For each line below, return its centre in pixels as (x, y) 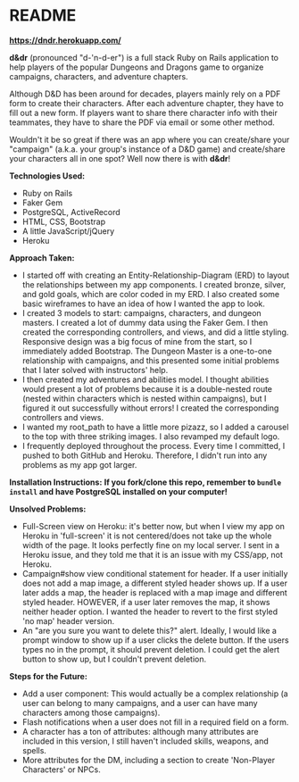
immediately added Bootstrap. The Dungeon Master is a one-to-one (147, 351)
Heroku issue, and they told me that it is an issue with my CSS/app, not (153, 554)
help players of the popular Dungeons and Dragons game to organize (137, 67)
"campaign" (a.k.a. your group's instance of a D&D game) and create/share (147, 149)
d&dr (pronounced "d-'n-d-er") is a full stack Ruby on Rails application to (144, 57)
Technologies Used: (47, 176)
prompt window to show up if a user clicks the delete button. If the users (155, 640)
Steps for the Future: (48, 676)
